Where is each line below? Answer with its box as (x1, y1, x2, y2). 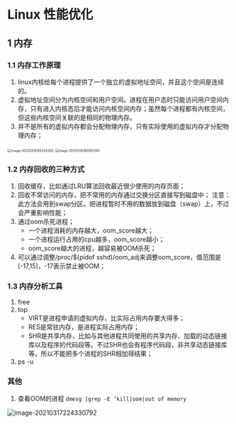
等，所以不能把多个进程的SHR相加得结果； (28, 349, 153, 358)
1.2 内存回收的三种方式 (7, 164, 85, 174)
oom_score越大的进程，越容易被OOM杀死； (28, 244, 157, 253)
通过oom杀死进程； (17, 218, 74, 226)
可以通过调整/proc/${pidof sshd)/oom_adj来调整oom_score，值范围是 (17, 253, 222, 262)
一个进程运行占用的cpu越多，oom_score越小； (28, 235, 165, 244)
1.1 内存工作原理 (7, 60, 62, 70)
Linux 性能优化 (7, 6, 94, 23)
